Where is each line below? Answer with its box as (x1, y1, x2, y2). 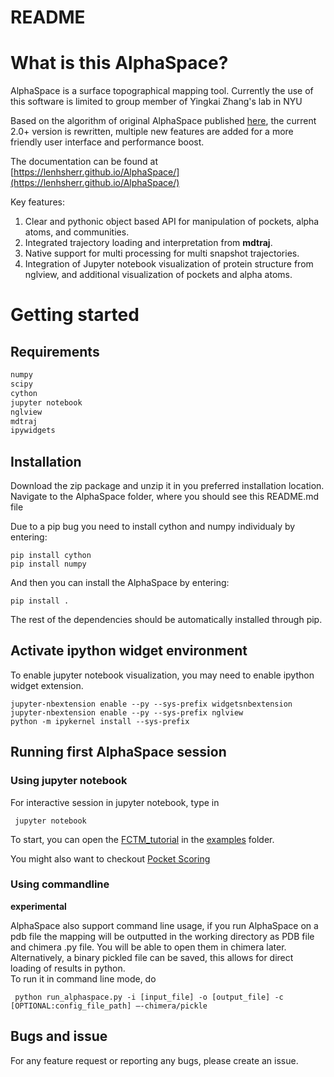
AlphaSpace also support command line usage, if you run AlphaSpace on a (10, 919, 319, 931)
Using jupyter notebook (10, 774, 128, 788)
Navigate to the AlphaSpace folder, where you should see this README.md (10, 491, 320, 503)
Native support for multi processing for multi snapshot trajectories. (24, 247, 300, 260)
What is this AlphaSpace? (10, 52, 229, 75)
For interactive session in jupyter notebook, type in (10, 796, 220, 808)
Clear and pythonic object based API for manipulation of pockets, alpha (24, 216, 320, 228)
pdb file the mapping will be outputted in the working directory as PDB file (10, 930, 315, 942)
